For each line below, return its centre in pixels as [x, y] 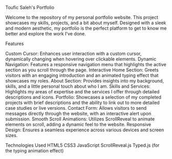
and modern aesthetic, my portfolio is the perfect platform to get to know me [86, 28]
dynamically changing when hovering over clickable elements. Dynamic [81, 59]
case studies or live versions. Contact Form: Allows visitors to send [76, 108]
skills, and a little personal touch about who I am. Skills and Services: [78, 86]
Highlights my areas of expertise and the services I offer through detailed [82, 92]
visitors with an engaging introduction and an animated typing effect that [82, 75]
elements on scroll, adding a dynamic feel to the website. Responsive [78, 124]
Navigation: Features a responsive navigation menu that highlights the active [86, 64]
